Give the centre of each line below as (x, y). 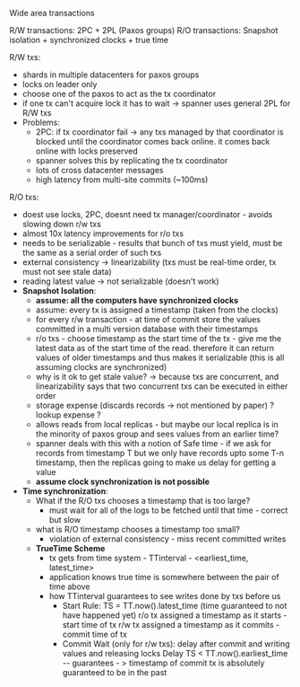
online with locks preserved (86, 151)
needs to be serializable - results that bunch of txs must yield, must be (152, 243)
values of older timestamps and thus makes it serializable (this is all (160, 357)
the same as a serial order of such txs (92, 252)
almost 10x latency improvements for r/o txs (103, 233)
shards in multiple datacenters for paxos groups (111, 75)
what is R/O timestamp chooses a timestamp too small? (137, 529)
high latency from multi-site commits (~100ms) (122, 180)
